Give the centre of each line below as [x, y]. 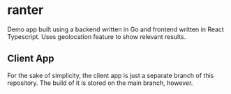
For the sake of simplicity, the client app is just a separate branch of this [111, 75]
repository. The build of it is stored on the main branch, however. [100, 83]
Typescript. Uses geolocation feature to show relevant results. [97, 36]
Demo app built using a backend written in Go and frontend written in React [116, 29]
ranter [25, 10]
